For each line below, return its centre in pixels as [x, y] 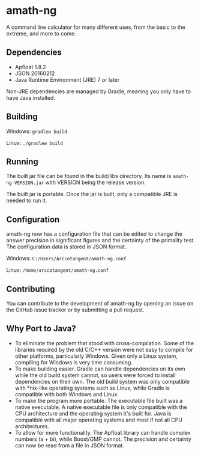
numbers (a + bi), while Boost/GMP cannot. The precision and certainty [103, 439]
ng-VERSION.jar [25, 183]
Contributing [31, 289]
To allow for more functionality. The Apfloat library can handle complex [103, 432]
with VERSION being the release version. [95, 183]
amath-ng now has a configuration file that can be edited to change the [94, 234]
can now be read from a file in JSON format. [70, 445]
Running [22, 161]
